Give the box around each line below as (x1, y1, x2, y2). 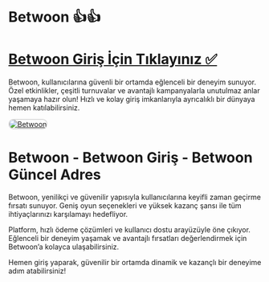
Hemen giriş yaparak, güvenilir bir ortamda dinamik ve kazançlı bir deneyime (8, 258, 262, 268)
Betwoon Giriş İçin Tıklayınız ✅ (8, 51, 218, 68)
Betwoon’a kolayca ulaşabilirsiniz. (8, 242, 120, 251)
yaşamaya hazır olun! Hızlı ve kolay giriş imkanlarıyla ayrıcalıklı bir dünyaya (8, 95, 255, 104)
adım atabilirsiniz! (8, 266, 67, 276)
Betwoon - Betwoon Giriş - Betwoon (8, 149, 253, 167)
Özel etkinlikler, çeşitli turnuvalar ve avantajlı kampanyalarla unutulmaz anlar (8, 86, 260, 96)
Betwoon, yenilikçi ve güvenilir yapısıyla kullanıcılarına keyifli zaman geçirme (8, 192, 261, 202)
